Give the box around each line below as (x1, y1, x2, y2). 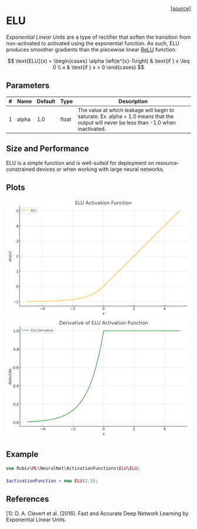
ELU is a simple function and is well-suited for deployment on (6, 159, 154, 166)
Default (37, 98, 56, 105)
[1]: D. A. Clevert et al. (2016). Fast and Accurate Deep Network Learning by (6, 510, 189, 517)
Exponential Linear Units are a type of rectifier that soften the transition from (6, 33, 191, 41)
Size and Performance (6, 144, 89, 154)
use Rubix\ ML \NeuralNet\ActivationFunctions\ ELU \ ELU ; (6, 466, 141, 471)
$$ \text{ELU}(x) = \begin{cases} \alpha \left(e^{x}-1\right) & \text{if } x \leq (7, 57, 190, 64)
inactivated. (77, 125, 106, 132)
